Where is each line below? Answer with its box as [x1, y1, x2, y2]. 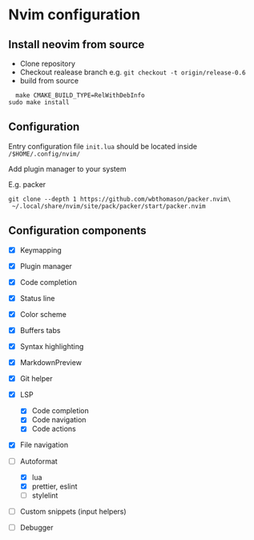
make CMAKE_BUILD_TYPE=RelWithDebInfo [15, 91, 146, 99]
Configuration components [8, 224, 147, 238]
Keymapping [19, 245, 62, 254]
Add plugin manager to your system [8, 164, 127, 173]
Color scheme [19, 309, 67, 319]
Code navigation [31, 415, 87, 424]
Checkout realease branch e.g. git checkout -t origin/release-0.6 [19, 67, 246, 77]
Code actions [31, 424, 76, 434]
